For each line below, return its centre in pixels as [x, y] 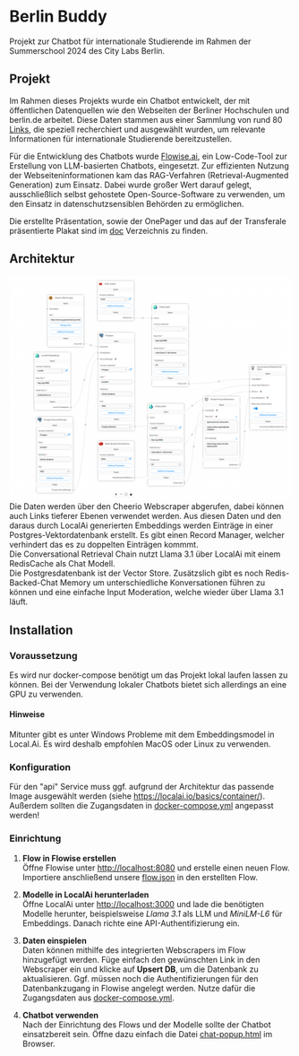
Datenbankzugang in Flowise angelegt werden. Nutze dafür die [139, 988]
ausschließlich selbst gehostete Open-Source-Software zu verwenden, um [147, 194]
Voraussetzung [43, 655]
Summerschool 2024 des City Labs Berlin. [87, 50]
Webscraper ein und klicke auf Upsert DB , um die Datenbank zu [140, 969]
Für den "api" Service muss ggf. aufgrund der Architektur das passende [142, 787]
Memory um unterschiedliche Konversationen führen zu [162, 583]
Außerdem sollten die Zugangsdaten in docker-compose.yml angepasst [142, 806]
